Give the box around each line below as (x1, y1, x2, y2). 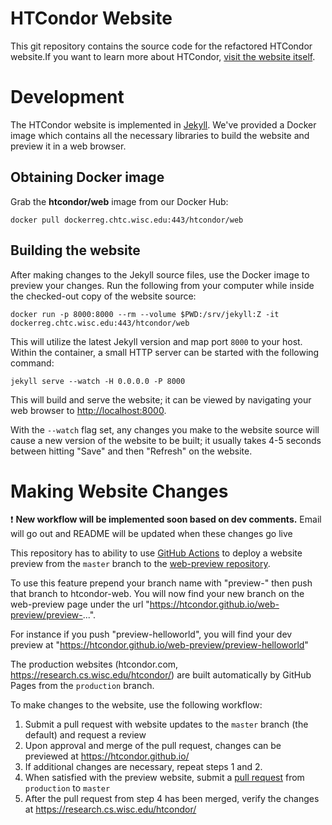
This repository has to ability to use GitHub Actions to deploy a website (10, 547, 303, 559)
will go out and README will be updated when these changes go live (10, 528, 293, 540)
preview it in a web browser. (10, 140, 127, 152)
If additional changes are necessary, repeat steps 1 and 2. (24, 761, 263, 773)
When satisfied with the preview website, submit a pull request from (24, 772, 305, 784)
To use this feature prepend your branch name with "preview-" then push (10, 577, 313, 589)
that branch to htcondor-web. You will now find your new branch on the (10, 588, 305, 600)
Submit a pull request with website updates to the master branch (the (24, 718, 309, 731)
